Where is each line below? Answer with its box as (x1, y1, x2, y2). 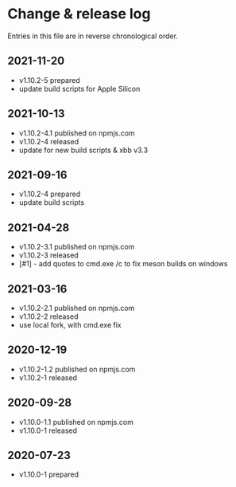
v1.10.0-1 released (18, 426, 77, 435)
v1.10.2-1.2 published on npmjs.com (18, 364, 136, 374)
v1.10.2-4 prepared (18, 189, 81, 199)
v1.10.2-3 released (18, 250, 79, 260)
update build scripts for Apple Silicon (18, 84, 141, 93)
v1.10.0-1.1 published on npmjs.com (18, 417, 134, 426)
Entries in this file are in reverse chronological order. (7, 31, 178, 41)
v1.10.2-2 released (18, 312, 79, 321)
